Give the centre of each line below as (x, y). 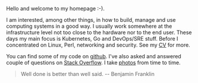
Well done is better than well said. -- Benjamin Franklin (87, 74)
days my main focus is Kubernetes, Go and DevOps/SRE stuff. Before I (92, 39)
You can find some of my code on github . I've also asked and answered (94, 56)
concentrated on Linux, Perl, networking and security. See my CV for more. (98, 45)
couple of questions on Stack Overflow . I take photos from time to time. (93, 62)
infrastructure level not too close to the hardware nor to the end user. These (99, 32)
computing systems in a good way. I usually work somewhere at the (89, 26)
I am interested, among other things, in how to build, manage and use (91, 20)
